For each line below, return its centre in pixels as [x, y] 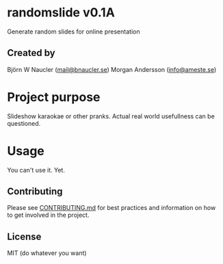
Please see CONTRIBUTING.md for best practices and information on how [112, 208]
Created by [31, 53]
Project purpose [54, 97]
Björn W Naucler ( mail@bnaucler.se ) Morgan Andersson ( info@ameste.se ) [112, 69]
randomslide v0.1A [61, 13]
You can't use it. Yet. [36, 170]
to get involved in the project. [48, 215]
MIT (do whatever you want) [47, 253]
